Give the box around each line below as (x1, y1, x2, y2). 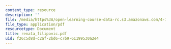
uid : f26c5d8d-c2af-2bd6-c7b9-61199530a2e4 (5, 36, 99, 41)
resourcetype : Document (5, 27, 56, 32)
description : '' (5, 12, 40, 17)
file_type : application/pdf (5, 21, 65, 27)
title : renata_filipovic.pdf (5, 31, 67, 36)
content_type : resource (5, 7, 56, 13)
